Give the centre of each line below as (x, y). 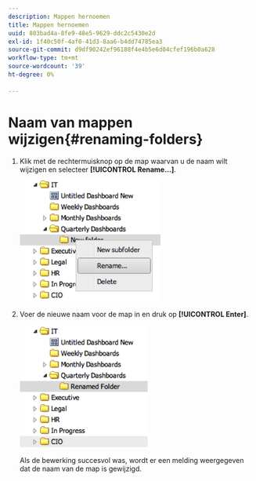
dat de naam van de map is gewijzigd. (81, 468)
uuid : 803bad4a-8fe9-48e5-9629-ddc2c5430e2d (82, 33)
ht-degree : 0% (31, 75)
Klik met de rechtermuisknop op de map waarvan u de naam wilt (123, 161)
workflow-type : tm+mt (43, 58)
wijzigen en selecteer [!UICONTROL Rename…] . (97, 169)
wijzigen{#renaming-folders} (106, 139)
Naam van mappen (70, 122)
